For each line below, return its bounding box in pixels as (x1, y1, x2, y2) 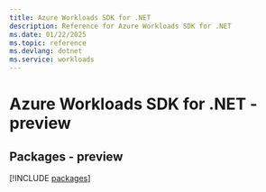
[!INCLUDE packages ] (9, 173, 91, 183)
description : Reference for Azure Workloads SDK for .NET (9, 22, 232, 31)
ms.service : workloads (9, 55, 95, 64)
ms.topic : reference (9, 38, 87, 48)
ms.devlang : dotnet (9, 47, 83, 56)
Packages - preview (9, 149, 124, 164)
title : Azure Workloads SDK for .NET (9, 13, 151, 23)
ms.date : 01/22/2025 (9, 30, 87, 39)
